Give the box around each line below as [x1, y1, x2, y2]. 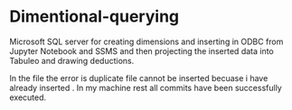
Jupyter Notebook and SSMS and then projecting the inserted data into [9, 45, 274, 56]
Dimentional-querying [9, 6, 180, 27]
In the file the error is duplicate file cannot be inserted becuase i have [9, 72, 268, 83]
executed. [9, 92, 47, 103]
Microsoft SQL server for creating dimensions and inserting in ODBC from [9, 36, 284, 47]
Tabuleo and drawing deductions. [9, 55, 135, 66]
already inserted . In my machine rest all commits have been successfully [9, 82, 282, 93]
